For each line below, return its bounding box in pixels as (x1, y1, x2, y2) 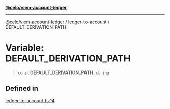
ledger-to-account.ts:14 (5, 97, 55, 103)
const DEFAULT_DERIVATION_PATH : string (17, 69, 110, 76)
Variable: (5, 42, 45, 54)
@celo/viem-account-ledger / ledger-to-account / (5, 19, 110, 25)
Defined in (5, 84, 39, 93)
